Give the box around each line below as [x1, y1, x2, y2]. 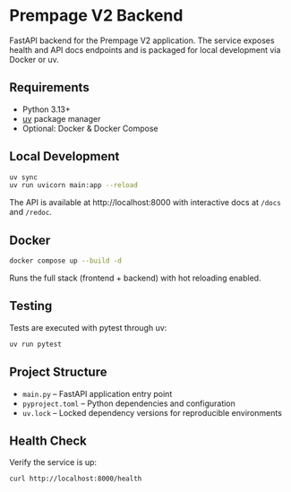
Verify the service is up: [9, 457, 97, 468]
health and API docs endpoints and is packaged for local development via [9, 44, 281, 55]
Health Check [9, 433, 88, 448]
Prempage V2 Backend [9, 5, 184, 26]
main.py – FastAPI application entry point [21, 388, 173, 399]
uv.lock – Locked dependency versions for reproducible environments [21, 407, 282, 418]
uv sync [9, 172, 39, 182]
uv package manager [21, 113, 101, 124]
